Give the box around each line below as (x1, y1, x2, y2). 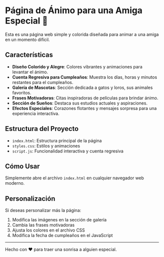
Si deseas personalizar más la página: (5, 208, 82, 214)
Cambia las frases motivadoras (12, 222, 75, 228)
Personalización (5, 194, 56, 203)
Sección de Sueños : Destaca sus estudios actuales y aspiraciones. (12, 100, 148, 106)
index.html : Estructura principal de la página (12, 137, 102, 144)
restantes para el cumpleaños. (12, 79, 73, 85)
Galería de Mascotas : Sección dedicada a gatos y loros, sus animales (12, 85, 153, 90)
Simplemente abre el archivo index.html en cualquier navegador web (5, 175, 144, 181)
